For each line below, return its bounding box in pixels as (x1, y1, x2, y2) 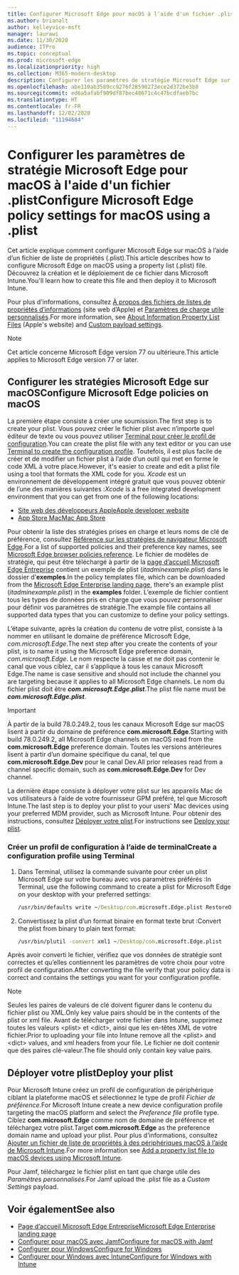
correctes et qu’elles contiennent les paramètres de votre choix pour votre (7, 958, 225, 967)
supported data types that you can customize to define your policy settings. (7, 611, 230, 619)
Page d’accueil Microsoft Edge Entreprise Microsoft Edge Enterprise (17, 1222, 216, 1231)
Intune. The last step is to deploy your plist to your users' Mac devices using (7, 801, 229, 811)
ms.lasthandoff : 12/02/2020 (7, 110, 91, 117)
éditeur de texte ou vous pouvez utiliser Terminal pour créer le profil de (7, 432, 216, 441)
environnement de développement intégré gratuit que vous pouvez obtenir (7, 477, 226, 486)
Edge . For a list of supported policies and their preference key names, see (7, 543, 223, 551)
